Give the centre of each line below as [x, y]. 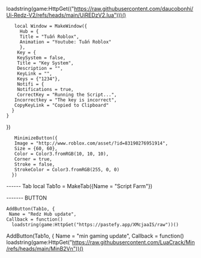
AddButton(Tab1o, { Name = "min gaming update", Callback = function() [95, 236]
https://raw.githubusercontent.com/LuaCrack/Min [133, 242]
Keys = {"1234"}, [39, 79]
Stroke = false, [35, 165]
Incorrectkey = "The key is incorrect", [66, 100]
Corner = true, [33, 159]
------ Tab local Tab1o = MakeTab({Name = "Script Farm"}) [79, 186]
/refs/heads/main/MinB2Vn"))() [45, 249]
